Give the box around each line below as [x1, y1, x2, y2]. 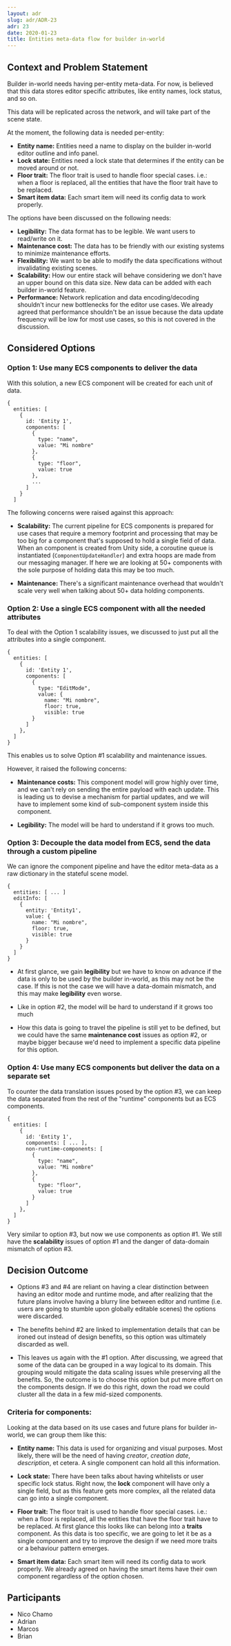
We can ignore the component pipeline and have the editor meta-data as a [7, 862, 219, 870]
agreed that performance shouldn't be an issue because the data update [17, 308, 224, 316]
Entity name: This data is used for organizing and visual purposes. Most [17, 1444, 223, 1452]
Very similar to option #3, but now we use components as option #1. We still [7, 1230, 222, 1238]
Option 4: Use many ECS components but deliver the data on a [7, 1063, 220, 1072]
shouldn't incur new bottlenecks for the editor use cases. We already [17, 300, 214, 308]
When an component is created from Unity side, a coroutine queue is [17, 543, 214, 552]
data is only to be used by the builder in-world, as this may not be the [17, 974, 215, 983]
